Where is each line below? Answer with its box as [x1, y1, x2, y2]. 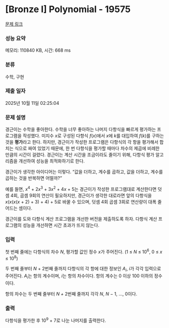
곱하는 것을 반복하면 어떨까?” [5, 175, 62, 181]
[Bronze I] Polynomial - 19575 [5, 4, 131, 15]
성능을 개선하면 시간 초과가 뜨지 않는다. [22, 222, 100, 228]
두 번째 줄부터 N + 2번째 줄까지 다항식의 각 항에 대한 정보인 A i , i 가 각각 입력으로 [5, 266, 161, 273]
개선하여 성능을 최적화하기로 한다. [18, 158, 85, 164]
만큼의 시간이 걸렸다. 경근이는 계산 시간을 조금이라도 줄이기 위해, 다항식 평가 [5, 152, 155, 158]
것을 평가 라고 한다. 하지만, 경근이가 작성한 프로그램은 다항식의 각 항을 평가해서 [5, 139, 159, 145]
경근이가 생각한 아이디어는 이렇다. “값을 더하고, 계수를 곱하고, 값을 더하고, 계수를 [5, 169, 163, 175]
